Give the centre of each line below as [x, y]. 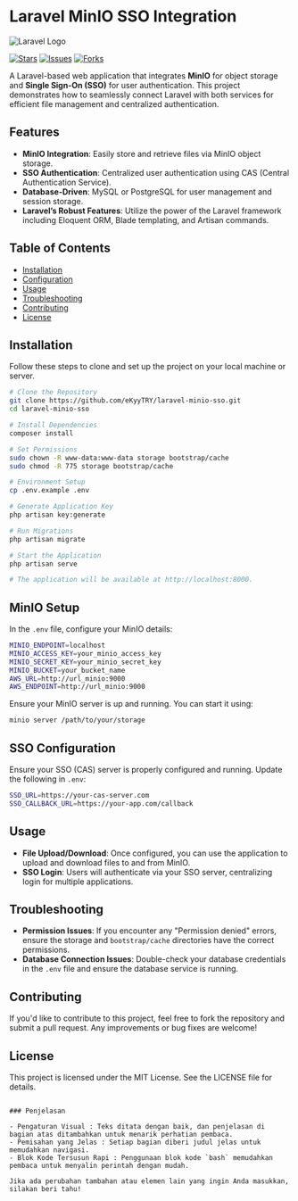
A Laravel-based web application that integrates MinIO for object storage [144, 75]
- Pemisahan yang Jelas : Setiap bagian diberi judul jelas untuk [135, 1142]
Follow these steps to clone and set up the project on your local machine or [148, 367]
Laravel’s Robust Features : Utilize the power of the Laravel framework [152, 211]
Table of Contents [60, 248]
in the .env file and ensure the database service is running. [130, 969]
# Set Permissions [43, 449]
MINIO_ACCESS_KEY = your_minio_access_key [86, 653]
